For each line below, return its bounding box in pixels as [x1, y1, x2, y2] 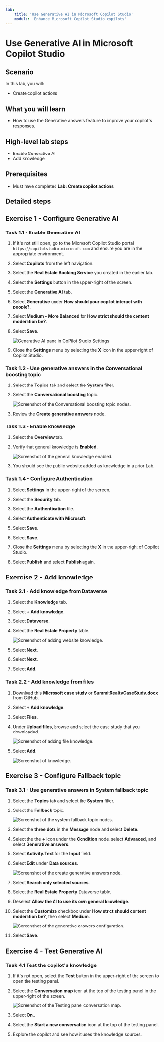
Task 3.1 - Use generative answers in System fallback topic [5, 787, 149, 794]
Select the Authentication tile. [12, 505, 75, 511]
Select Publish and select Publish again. [12, 559, 95, 565]
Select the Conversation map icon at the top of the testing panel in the [12, 988, 156, 994]
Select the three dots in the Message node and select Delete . [12, 826, 138, 832]
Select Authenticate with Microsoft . [12, 515, 87, 521]
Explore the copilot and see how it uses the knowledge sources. [12, 1031, 142, 1037]
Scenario [5, 68, 34, 76]
